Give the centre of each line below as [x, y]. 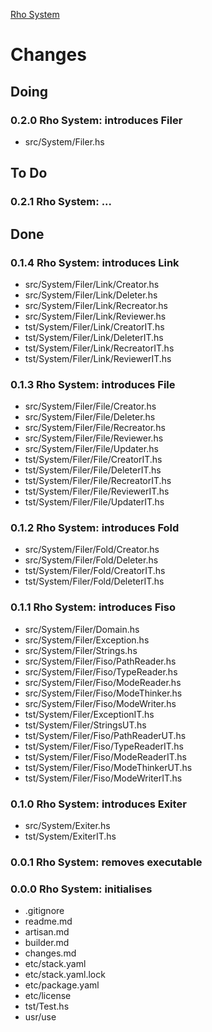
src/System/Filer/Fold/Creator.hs [92, 550]
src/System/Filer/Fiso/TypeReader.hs [101, 671]
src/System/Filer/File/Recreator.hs [95, 428]
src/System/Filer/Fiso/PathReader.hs [100, 661]
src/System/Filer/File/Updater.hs [91, 449]
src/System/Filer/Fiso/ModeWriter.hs [100, 703]
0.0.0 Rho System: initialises [81, 889]
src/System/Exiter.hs [67, 826]
